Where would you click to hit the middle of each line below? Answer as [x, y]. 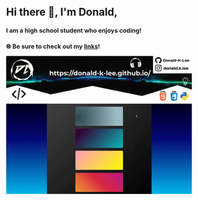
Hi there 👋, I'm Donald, [62, 12]
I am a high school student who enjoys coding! [74, 31]
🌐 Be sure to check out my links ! [53, 47]
